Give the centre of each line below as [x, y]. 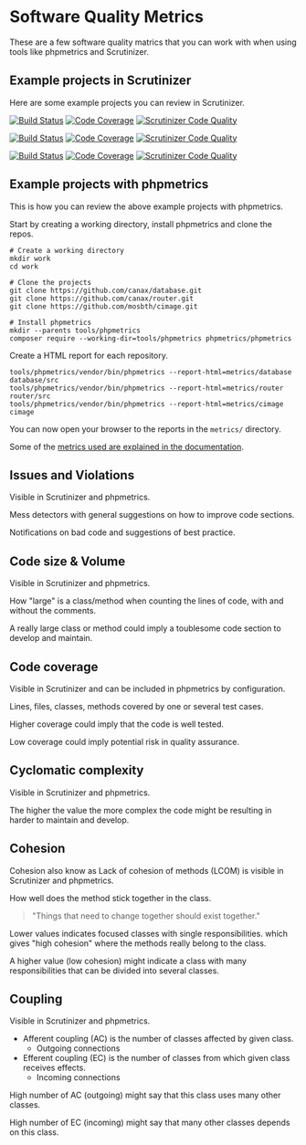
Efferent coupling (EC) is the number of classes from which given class [156, 1058]
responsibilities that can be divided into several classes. [114, 971]
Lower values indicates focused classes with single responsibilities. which [149, 933]
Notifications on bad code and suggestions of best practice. [122, 532]
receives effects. [54, 1068]
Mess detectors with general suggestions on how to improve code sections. [152, 515]
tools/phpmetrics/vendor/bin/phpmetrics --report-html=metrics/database [151, 372]
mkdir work [30, 258]
